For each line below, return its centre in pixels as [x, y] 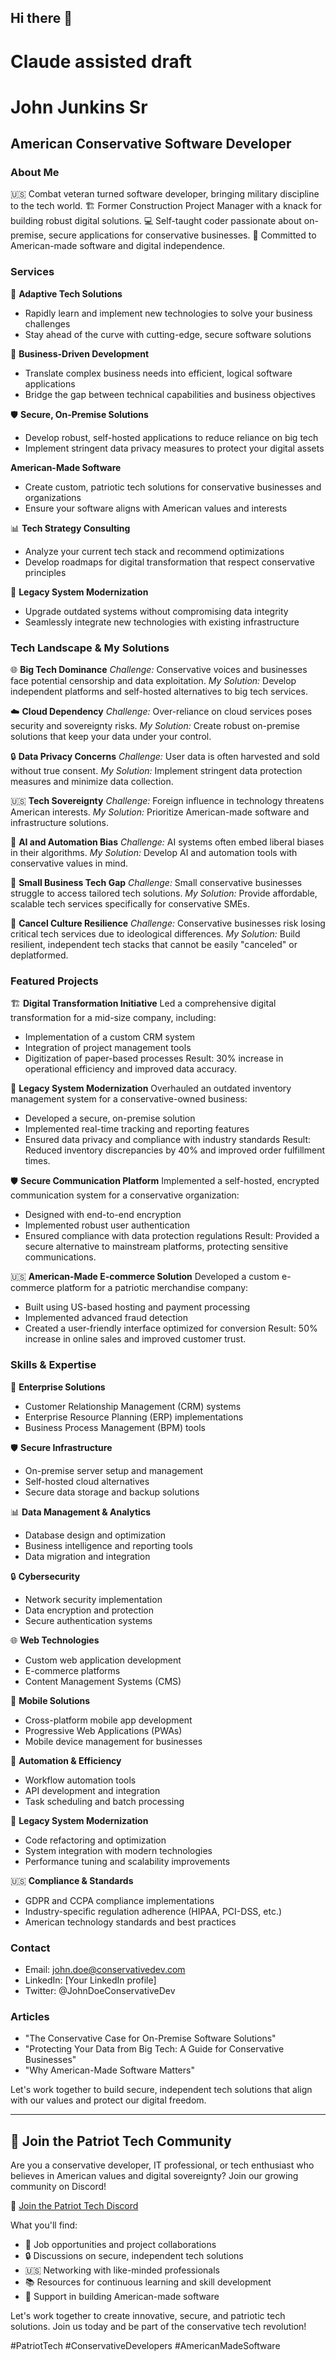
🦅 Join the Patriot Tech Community [121, 2141]
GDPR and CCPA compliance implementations [119, 1900]
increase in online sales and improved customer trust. [135, 1339]
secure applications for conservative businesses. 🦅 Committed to [182, 235]
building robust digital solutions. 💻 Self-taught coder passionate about [156, 221]
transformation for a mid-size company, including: [113, 1018]
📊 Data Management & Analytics [80, 1512]
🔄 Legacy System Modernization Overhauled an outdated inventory [151, 1088]
